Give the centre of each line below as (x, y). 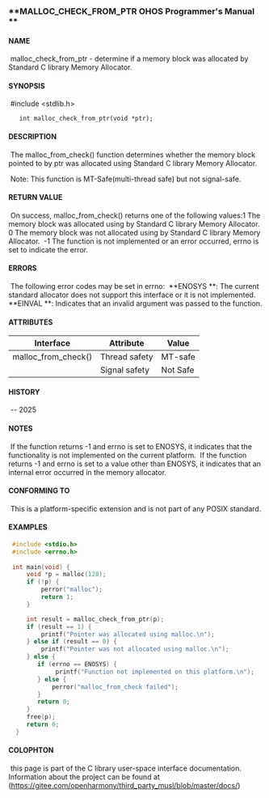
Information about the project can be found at (84, 777)
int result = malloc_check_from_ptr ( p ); (95, 619)
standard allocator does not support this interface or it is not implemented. (132, 295)
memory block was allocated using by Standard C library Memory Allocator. (134, 223)
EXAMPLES (28, 527)
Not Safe (178, 370)
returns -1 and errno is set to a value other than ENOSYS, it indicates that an (134, 464)
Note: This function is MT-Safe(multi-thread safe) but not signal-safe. (126, 179)
